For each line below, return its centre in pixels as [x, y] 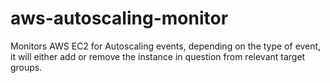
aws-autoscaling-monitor [119, 18]
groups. [26, 67]
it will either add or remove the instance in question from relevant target [158, 56]
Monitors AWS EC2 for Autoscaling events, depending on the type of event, [166, 46]
